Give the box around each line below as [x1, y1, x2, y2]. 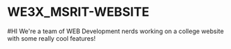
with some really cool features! [7, 34, 96, 42]
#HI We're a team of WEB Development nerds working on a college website [7, 27, 225, 35]
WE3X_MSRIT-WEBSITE [7, 4, 150, 20]
